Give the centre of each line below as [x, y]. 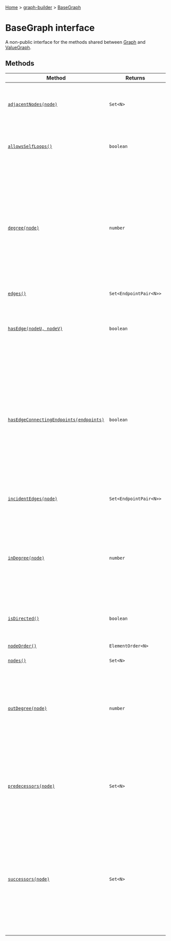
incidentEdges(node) [33, 499]
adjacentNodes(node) [33, 104]
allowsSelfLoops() [30, 146]
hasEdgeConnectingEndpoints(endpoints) [56, 420]
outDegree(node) [27, 708]
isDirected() [24, 618]
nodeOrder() [22, 646]
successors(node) [29, 879]
